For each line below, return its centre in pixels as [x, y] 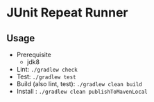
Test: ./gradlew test [46, 76]
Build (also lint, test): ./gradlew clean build [79, 84]
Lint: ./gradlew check [47, 69]
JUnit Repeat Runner [67, 13]
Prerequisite [34, 54]
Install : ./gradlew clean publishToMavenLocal [82, 91]
